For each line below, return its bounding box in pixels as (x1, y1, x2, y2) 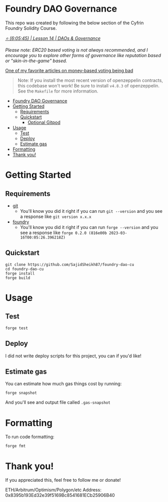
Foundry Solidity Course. (5, 25, 57, 31)
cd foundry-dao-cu (5, 266, 44, 271)
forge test (5, 326, 28, 331)
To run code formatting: (5, 434, 54, 440)
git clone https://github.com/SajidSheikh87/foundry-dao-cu (5, 262, 135, 267)
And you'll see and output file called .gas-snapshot (5, 399, 111, 405)
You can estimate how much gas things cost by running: (5, 381, 122, 387)
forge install (5, 271, 35, 276)
